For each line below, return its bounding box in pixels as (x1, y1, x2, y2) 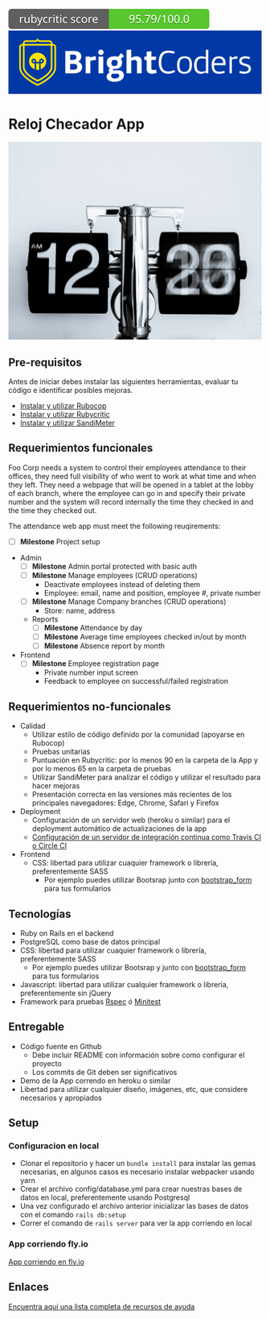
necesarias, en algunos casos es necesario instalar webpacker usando (19, 1167, 255, 1176)
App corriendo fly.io (8, 1238, 88, 1250)
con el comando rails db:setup (19, 1209, 126, 1220)
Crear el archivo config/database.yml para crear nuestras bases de (19, 1185, 243, 1194)
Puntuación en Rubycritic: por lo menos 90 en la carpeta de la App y (31, 755, 259, 765)
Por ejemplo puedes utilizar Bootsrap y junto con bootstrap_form (31, 962, 247, 972)
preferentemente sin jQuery (19, 988, 112, 998)
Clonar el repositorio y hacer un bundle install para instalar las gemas (19, 1159, 256, 1168)
